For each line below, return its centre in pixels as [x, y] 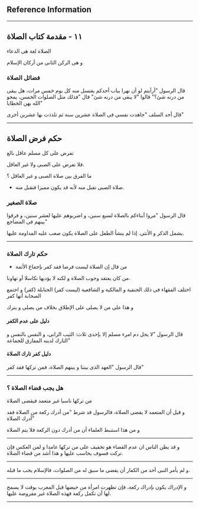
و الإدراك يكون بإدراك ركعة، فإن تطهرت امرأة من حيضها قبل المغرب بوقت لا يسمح [97, 487]
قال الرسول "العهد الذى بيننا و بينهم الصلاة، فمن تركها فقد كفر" [75, 367]
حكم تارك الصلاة [27, 253]
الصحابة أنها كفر [24, 296]
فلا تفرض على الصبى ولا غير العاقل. [45, 164]
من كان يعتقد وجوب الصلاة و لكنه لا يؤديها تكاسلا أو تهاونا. [68, 278]
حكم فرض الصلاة [35, 139]
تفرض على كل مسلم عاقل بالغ [40, 152]
